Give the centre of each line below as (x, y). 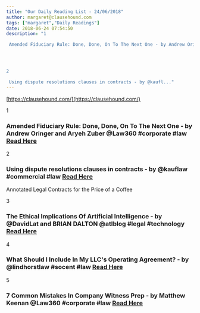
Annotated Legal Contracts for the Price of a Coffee (69, 190)
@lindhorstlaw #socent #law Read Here (65, 267)
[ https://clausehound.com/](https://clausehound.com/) (74, 99)
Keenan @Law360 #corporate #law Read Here (74, 303)
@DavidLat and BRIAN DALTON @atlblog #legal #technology (96, 224)
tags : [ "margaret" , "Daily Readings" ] (53, 23)
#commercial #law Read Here (50, 176)
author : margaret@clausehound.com (49, 17)
